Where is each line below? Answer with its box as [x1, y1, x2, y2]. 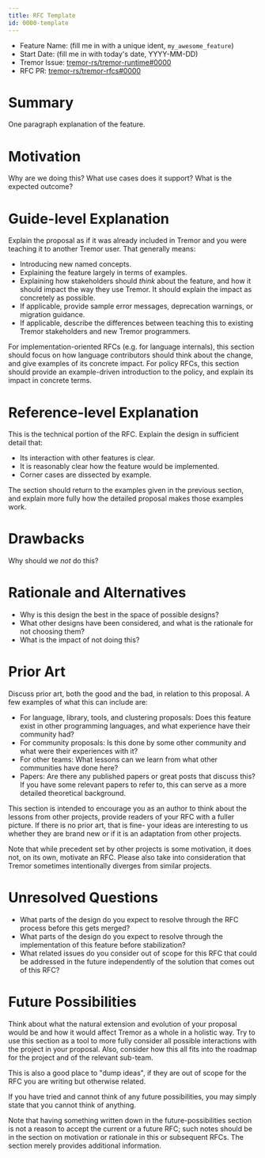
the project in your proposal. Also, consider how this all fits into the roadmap [8, 1044, 257, 1054]
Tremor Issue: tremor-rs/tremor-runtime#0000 [19, 57, 172, 67]
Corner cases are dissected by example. [19, 470, 152, 479]
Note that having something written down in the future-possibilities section [8, 1115, 252, 1125]
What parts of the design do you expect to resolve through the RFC [19, 915, 239, 924]
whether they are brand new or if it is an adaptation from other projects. [8, 829, 242, 838]
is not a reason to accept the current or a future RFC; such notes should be [8, 1124, 253, 1133]
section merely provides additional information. [8, 1141, 162, 1150]
